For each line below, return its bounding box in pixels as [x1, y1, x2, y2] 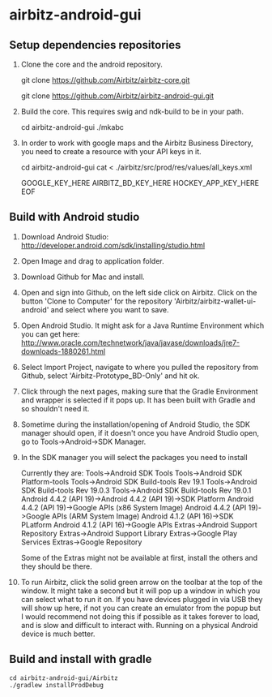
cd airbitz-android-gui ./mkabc [20, 123, 124, 131]
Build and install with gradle [9, 652, 152, 666]
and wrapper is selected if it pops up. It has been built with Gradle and [20, 395, 256, 405]
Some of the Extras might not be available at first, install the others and [20, 553, 258, 562]
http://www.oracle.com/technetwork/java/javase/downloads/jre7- [20, 338, 240, 347]
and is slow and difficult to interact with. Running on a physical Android [20, 620, 258, 630]
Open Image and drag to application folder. [20, 256, 164, 265]
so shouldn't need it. [20, 403, 90, 413]
